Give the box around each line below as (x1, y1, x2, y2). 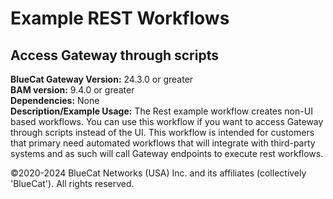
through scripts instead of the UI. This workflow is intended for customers (10, 127, 315, 138)
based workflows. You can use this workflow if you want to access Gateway (10, 116, 324, 127)
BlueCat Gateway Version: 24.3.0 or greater (10, 73, 194, 85)
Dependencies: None (10, 95, 100, 106)
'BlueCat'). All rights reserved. (10, 178, 135, 189)
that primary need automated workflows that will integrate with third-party (10, 137, 316, 149)
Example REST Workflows (10, 7, 230, 30)
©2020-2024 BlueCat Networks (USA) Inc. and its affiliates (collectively (10, 167, 307, 179)
